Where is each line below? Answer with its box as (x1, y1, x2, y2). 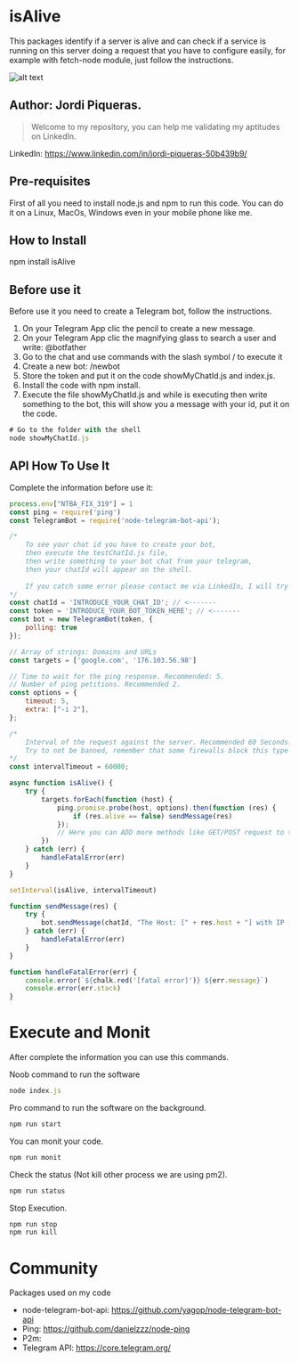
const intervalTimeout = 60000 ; (9, 763, 129, 771)
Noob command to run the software (9, 1069, 141, 1080)
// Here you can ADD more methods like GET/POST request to (56, 828, 285, 837)
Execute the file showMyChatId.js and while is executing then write (21, 389, 268, 400)
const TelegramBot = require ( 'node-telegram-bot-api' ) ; (9, 516, 221, 525)
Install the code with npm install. (21, 380, 141, 391)
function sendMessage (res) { (9, 901, 117, 910)
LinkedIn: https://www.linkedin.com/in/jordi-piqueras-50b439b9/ (9, 148, 247, 159)
